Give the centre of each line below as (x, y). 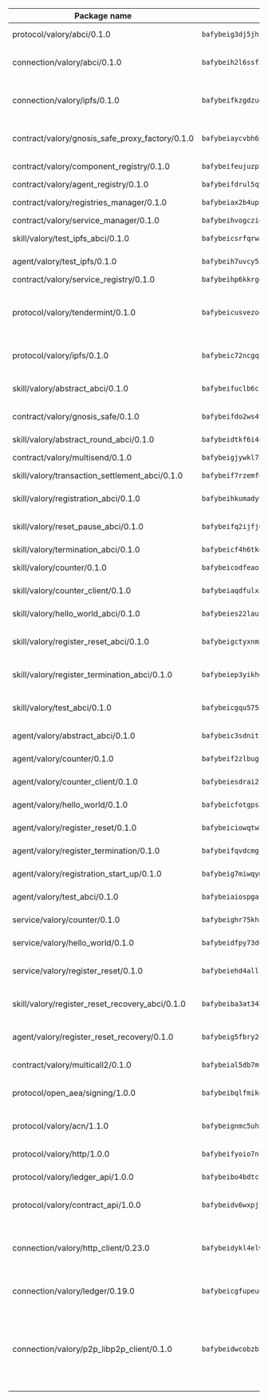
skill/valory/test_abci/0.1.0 (62, 708)
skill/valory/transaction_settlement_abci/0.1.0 (98, 475)
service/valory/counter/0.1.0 (66, 920)
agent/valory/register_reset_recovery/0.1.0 (93, 1037)
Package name (103, 16)
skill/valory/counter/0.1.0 (60, 568)
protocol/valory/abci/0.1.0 (61, 34)
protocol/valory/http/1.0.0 (61, 1154)
